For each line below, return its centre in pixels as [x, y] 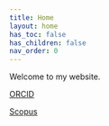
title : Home [32, 18]
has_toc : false [38, 34]
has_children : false [48, 43]
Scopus [23, 112]
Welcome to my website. [55, 76]
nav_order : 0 [34, 51]
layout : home [34, 26]
